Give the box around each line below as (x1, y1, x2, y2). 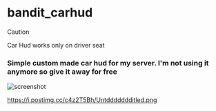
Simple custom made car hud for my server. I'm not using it (7, 58, 209, 68)
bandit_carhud (7, 5, 93, 21)
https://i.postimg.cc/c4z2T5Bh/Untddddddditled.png (7, 96, 157, 104)
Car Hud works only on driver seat (7, 41, 105, 49)
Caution (7, 28, 30, 36)
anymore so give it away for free (7, 67, 117, 77)
